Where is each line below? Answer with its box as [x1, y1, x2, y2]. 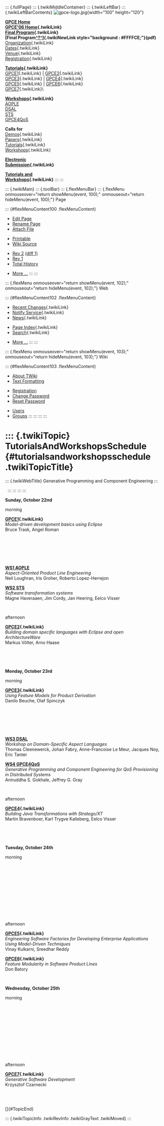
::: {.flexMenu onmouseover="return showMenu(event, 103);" [5, 349, 129, 354]
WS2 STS [5, 585, 25, 591]
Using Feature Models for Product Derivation [5, 692, 96, 698]
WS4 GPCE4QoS [5, 761, 40, 767]
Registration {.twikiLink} [5, 56, 53, 61]
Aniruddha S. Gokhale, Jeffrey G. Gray [5, 777, 82, 783]
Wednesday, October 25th [5, 985, 60, 991]
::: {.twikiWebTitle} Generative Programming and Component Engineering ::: [5, 478, 158, 484]
